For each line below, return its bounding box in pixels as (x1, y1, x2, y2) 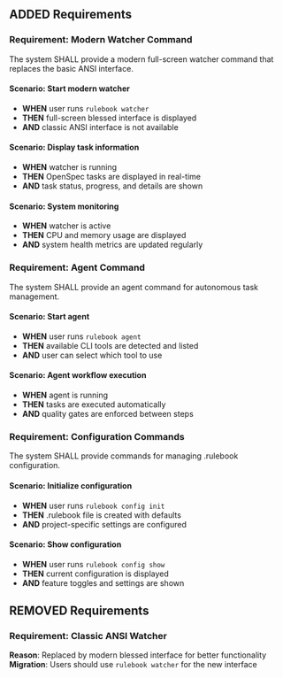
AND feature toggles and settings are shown (21, 577, 185, 588)
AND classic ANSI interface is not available (21, 121, 179, 132)
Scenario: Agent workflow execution (9, 370, 147, 381)
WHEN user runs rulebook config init (21, 500, 165, 511)
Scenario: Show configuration (9, 539, 122, 550)
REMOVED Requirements (9, 604, 149, 619)
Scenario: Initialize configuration (9, 480, 133, 490)
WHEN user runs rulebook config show (21, 559, 165, 569)
